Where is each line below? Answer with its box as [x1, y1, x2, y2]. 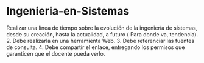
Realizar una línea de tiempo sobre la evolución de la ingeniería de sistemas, [6, 24, 198, 31]
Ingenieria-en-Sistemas [6, 4, 130, 18]
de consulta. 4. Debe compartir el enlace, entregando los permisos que [6, 44, 185, 51]
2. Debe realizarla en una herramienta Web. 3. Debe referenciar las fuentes [6, 37, 195, 44]
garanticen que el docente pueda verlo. [6, 50, 105, 57]
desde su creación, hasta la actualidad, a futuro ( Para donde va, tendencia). [6, 30, 199, 38]
